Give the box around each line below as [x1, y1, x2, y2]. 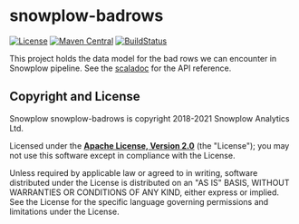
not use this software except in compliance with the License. [9, 150, 236, 161]
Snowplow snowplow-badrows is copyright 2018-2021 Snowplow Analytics [9, 112, 290, 123]
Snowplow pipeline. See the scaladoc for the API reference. [9, 63, 232, 73]
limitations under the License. [9, 206, 120, 217]
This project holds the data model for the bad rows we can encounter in [9, 53, 277, 63]
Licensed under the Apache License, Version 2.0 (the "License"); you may [9, 140, 290, 151]
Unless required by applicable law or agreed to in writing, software [9, 167, 258, 178]
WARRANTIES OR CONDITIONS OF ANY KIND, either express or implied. [9, 187, 279, 198]
